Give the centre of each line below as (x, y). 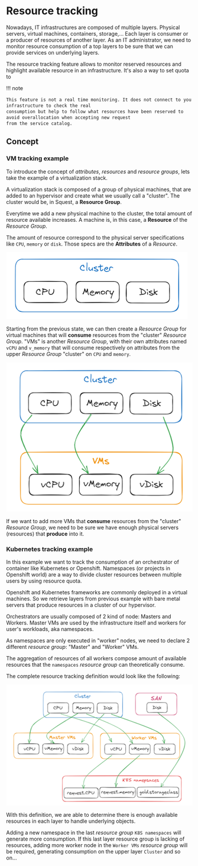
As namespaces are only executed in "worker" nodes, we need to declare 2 (98, 640)
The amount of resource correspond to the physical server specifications (95, 237)
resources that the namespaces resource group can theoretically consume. (95, 664)
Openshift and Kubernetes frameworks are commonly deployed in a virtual (97, 592)
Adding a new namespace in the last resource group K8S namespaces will (94, 832)
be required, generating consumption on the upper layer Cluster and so (93, 851)
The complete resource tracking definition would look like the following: (93, 676)
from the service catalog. (39, 123)
